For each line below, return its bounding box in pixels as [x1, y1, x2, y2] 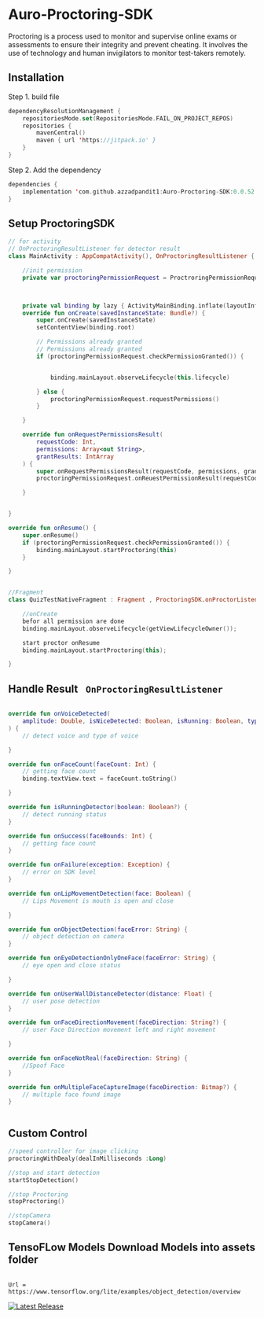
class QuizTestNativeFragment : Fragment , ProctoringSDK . [8, 596, 206, 604]
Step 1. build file [8, 92, 60, 101]
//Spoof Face [22, 1062, 65, 1069]
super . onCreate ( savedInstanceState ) [36, 316, 156, 324]
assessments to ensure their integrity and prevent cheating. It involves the [8, 39, 248, 49]
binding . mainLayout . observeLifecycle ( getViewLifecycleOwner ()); [22, 624, 237, 632]
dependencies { [8, 180, 58, 188]
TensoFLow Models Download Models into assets [8, 1241, 255, 1254]
